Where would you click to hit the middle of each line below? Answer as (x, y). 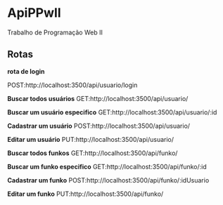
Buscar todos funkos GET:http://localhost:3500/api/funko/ (93, 153)
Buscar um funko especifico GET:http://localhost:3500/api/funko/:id (107, 166)
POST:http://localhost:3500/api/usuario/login (72, 85)
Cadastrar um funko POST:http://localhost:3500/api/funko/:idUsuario (108, 180)
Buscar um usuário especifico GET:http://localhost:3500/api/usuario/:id (112, 112)
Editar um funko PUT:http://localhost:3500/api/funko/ (85, 194)
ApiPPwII (34, 13)
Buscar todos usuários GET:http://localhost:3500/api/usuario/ (98, 98)
